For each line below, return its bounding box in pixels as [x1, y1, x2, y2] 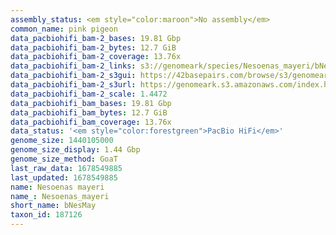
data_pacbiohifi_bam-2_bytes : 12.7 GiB [10, 42, 177, 53]
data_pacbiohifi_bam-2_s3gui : [10, 71, 137, 81]
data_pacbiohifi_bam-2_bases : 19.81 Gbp [10, 33, 182, 43]
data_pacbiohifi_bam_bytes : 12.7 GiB [10, 107, 168, 118]
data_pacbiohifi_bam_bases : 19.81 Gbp [10, 98, 172, 108]
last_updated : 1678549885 [10, 172, 118, 183]
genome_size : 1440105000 [10, 136, 114, 146]
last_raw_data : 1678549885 [10, 163, 123, 173]
